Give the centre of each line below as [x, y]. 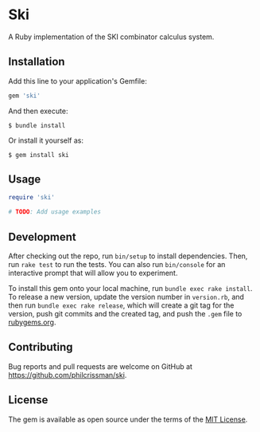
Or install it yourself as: [46, 140]
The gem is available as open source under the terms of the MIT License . [128, 419]
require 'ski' [32, 198]
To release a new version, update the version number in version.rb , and [126, 297]
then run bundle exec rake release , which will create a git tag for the [121, 305]
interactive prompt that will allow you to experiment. [93, 273]
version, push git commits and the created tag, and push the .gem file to [125, 314]
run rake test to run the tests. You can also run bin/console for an [117, 264]
